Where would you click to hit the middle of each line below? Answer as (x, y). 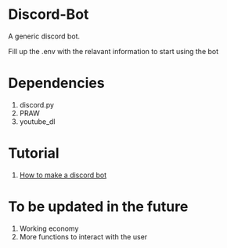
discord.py (37, 104)
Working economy (49, 228)
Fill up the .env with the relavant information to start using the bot (113, 51)
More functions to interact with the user (83, 236)
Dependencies (56, 83)
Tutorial (34, 153)
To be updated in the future (98, 206)
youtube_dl (38, 121)
